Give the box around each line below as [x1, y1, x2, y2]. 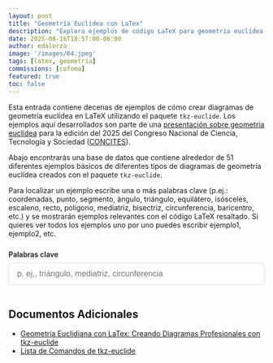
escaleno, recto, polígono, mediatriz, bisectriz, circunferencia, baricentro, [8, 202, 254, 212]
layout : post [8, 11, 53, 20]
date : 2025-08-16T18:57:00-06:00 [8, 34, 122, 43]
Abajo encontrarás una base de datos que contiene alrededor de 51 [8, 152, 234, 162]
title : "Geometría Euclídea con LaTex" [8, 19, 144, 28]
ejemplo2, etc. [8, 228, 57, 238]
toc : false [8, 80, 45, 88]
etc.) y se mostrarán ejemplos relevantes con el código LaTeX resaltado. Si [8, 211, 258, 221]
